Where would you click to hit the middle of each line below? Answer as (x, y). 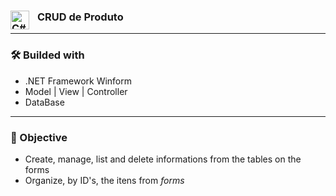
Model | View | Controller (76, 91)
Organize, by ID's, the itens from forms (104, 180)
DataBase (44, 102)
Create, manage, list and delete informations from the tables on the (163, 159)
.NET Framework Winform (78, 81)
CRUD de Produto (80, 17)
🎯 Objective (39, 137)
